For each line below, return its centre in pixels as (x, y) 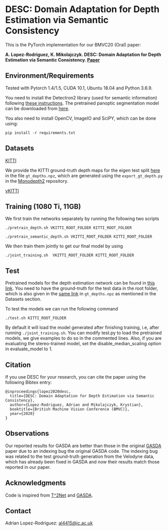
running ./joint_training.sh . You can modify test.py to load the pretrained (83, 333)
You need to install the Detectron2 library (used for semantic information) (81, 97)
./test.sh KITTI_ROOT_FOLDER (36, 318)
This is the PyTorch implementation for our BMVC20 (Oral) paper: (73, 44)
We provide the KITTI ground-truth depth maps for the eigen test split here (83, 170)
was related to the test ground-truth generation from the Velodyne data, (80, 456)
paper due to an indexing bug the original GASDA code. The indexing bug (81, 451)
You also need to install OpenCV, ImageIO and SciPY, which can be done (81, 118)
